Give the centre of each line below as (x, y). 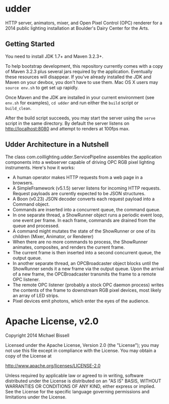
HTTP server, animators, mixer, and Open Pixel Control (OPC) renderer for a (84, 23)
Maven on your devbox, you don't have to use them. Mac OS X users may (82, 82)
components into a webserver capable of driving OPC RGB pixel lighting (80, 162)
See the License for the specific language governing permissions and (77, 391)
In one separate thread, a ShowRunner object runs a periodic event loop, (88, 215)
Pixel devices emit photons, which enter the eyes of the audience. (81, 301)
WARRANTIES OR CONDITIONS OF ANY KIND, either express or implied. (80, 386)
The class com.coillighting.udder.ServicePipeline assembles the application (83, 157)
